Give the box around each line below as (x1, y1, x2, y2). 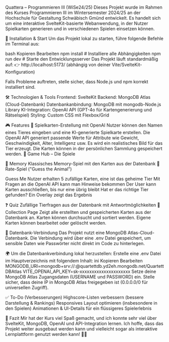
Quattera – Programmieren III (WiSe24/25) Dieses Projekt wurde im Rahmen (5, 5, 163, 10)
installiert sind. (5, 84, 36, 90)
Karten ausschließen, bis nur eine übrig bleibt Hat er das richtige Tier (5, 187, 149, 192)
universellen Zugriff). (5, 284, 49, 291)
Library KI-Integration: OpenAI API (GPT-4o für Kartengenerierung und (5, 107, 152, 112)
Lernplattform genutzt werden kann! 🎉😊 (5, 331, 87, 337)
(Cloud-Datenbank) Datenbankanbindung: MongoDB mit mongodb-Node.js (5, 101, 161, 107)
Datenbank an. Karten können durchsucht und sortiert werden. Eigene (5, 214, 151, 220)
